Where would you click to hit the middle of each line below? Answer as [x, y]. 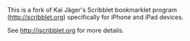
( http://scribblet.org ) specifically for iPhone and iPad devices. [95, 17]
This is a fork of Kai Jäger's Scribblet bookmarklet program [92, 10]
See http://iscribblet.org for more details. [65, 30]
